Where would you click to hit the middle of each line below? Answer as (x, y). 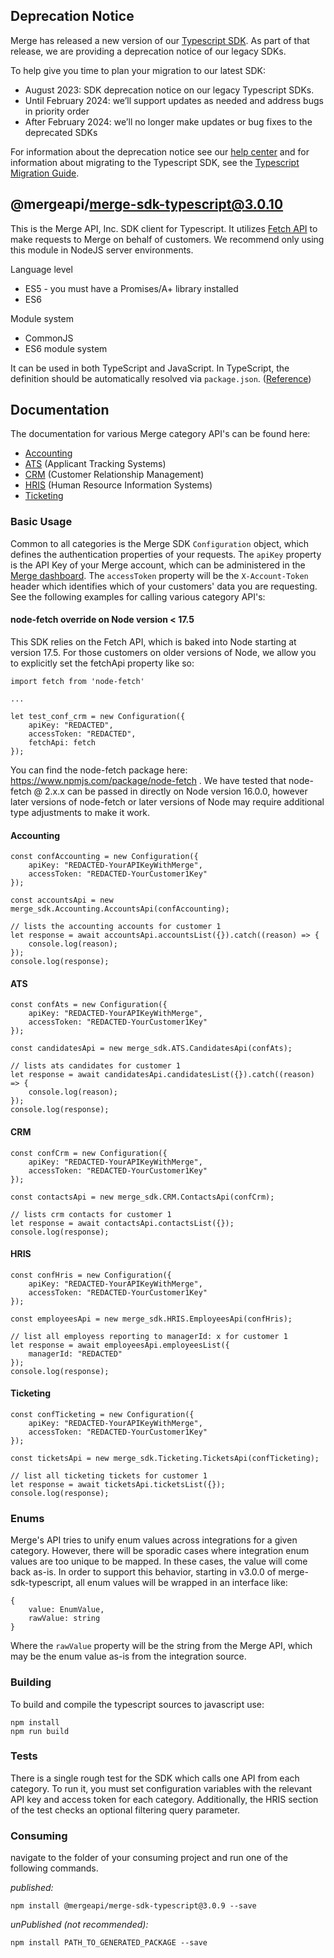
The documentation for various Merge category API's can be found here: (160, 434)
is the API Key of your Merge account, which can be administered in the (158, 565)
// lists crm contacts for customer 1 (91, 1214)
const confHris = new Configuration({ (91, 1275)
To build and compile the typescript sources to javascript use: (137, 1704)
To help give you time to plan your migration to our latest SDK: (138, 70)
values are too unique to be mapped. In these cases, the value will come (159, 1561)
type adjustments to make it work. (80, 812)
